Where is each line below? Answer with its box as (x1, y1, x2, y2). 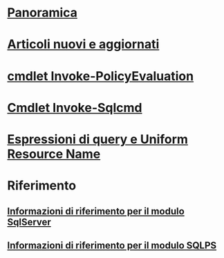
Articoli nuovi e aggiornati (7, 37, 160, 53)
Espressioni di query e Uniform (7, 131, 189, 147)
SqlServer (7, 216, 52, 228)
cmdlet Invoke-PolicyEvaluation (7, 68, 194, 84)
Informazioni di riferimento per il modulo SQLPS (7, 239, 217, 251)
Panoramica (7, 5, 78, 21)
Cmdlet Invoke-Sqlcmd (7, 100, 142, 116)
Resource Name (7, 146, 101, 162)
